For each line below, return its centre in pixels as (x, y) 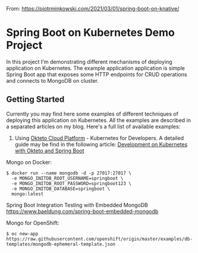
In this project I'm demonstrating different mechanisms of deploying (89, 61)
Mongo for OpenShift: (33, 223)
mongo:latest (28, 194)
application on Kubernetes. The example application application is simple (96, 68)
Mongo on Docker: (29, 162)
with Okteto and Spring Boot (49, 151)
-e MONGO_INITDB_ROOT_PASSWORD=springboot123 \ (72, 183)
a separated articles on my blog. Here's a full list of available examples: (93, 126)
